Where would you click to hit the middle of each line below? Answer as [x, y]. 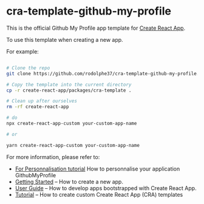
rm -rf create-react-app [38, 107]
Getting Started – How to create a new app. [69, 182]
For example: [23, 51]
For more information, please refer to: [53, 157]
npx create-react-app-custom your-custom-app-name [72, 124]
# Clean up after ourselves [42, 101]
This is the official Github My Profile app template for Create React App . [96, 28]
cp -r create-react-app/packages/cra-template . [69, 90]
